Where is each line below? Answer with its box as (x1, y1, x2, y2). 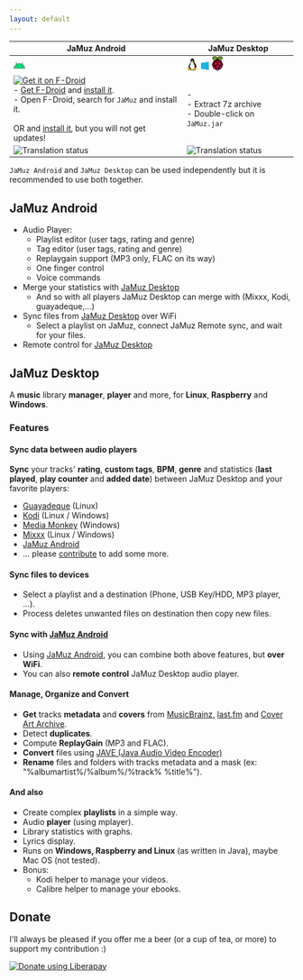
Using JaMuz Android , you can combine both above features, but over (22, 649, 285, 660)
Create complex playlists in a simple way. (22, 807, 178, 818)
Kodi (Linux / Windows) (22, 510, 110, 521)
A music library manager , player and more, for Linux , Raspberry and (9, 389, 269, 400)
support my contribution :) (9, 943, 106, 954)
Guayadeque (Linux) (22, 500, 99, 511)
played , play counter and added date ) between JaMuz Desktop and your (9, 473, 283, 484)
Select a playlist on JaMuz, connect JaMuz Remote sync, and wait (35, 320, 282, 331)
